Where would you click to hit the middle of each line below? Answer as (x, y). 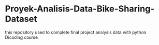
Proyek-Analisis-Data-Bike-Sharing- (80, 9)
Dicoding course (22, 37)
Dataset (21, 19)
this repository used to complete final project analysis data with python (76, 32)
